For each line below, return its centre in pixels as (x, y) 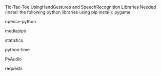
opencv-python (20, 22)
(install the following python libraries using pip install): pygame (68, 12)
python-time (18, 50)
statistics (14, 40)
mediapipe (16, 31)
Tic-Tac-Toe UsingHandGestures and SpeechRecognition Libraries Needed (80, 7)
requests (14, 68)
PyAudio (13, 59)
